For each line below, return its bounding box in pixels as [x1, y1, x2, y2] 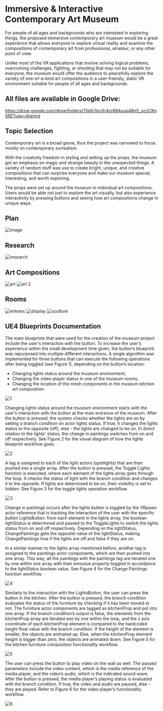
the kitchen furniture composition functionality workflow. [5, 641, 119, 647]
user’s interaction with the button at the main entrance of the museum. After [5, 410, 157, 416]
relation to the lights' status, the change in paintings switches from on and [5, 431, 154, 437]
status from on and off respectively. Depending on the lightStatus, [5, 525, 137, 531]
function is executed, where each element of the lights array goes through [5, 470, 154, 476]
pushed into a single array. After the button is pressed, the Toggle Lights [5, 465, 150, 471]
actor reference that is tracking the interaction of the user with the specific [5, 510, 155, 515]
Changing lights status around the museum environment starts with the [5, 405, 147, 411]
